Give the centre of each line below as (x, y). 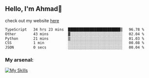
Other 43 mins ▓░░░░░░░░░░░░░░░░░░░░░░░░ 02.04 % (75, 34)
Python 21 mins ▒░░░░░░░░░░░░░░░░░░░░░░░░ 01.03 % (75, 39)
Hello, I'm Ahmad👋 (34, 9)
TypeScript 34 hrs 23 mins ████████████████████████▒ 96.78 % (75, 30)
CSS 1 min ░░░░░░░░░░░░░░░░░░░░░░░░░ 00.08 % (75, 43)
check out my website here (32, 20)
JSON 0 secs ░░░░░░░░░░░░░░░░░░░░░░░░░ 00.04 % (75, 47)
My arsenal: (19, 60)
